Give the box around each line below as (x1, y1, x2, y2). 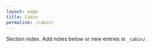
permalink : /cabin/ (6, 19, 54, 25)
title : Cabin (6, 14, 38, 20)
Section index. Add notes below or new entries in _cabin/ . (6, 36, 147, 43)
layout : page (6, 8, 38, 15)
